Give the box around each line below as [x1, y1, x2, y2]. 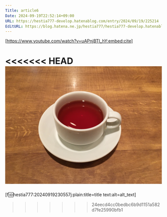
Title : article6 [5, 8, 39, 13]
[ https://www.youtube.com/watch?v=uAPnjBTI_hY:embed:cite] [5, 38, 133, 44]
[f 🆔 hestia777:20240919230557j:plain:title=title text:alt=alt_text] [5, 192, 137, 198]
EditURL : [5, 24, 23, 29]
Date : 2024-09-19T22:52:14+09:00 [5, 13, 75, 18]
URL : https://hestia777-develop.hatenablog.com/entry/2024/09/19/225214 [5, 18, 159, 23]
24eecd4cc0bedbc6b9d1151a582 [91, 202, 160, 208]
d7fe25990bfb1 [91, 207, 123, 213]
